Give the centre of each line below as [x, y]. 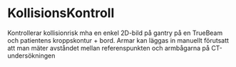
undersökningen [31, 56]
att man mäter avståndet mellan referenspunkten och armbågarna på [109, 48]
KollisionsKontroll [61, 13]
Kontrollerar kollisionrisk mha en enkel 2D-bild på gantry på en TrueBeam [115, 33]
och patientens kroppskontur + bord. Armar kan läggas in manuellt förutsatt [118, 40]
